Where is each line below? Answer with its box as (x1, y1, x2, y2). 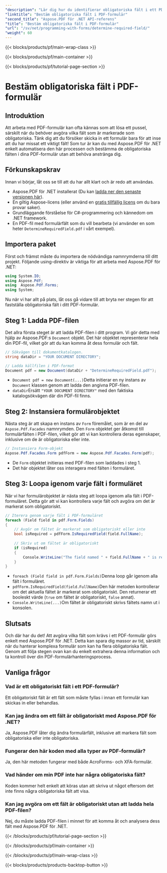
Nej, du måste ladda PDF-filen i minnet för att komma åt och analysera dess (5, 818, 160, 824)
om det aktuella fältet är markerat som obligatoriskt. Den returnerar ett (12, 589, 157, 595)
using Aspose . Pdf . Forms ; (5, 283, 59, 288)
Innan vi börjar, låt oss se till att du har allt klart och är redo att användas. (5, 179, 154, 185)
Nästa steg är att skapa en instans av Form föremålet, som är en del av (5, 421, 148, 427)
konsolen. (12, 605, 33, 611)
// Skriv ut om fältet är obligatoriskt (14, 541, 99, 546)
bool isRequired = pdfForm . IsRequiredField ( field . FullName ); (14, 532, 143, 537)
